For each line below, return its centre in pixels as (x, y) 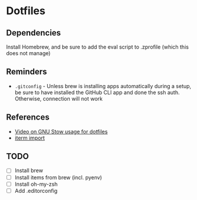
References (28, 117)
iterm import (30, 138)
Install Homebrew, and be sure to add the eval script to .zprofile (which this (98, 47)
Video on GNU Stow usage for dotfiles (61, 131)
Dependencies (33, 33)
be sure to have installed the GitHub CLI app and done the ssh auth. (97, 92)
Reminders (27, 72)
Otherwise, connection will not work (59, 98)
